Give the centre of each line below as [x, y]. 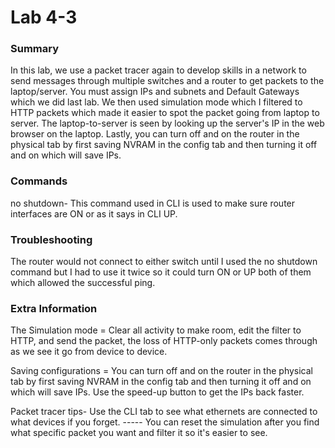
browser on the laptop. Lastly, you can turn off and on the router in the [155, 134]
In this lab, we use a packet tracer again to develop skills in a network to [158, 70]
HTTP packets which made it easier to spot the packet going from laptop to [165, 113]
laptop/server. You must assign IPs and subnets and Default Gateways [155, 92]
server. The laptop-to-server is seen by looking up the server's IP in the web [167, 123]
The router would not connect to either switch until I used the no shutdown [164, 262]
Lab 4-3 [44, 17]
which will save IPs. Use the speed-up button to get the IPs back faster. [157, 392]
